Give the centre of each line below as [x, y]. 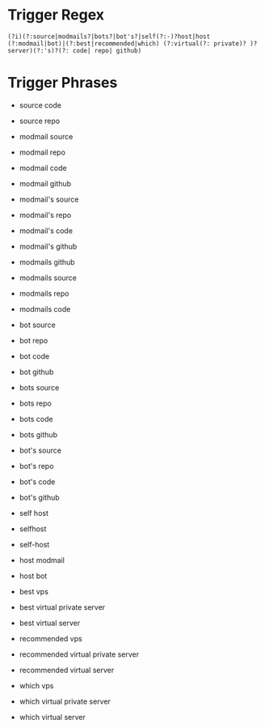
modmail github [45, 183]
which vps [36, 685]
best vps [34, 591]
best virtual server [50, 623]
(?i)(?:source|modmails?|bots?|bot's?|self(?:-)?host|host [109, 36]
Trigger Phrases [63, 83]
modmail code [43, 168]
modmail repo [42, 152]
